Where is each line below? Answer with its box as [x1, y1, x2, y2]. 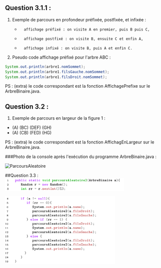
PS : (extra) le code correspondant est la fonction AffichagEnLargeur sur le [5, 139, 154, 145]
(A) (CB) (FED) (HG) [12, 130, 52, 136]
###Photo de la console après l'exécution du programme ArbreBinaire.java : [5, 154, 157, 159]
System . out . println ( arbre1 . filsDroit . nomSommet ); [5, 75, 108, 79]
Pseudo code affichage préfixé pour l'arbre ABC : [12, 54, 111, 60]
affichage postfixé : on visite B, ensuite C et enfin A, [23, 36, 144, 41]
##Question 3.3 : [5, 173, 39, 178]
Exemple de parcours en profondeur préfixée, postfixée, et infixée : [12, 16, 146, 22]
